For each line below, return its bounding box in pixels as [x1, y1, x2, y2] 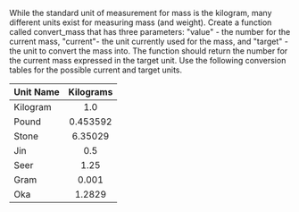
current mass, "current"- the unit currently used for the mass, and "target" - [9, 36, 288, 47]
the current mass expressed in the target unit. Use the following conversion [9, 55, 287, 65]
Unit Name [13, 86, 60, 98]
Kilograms [68, 86, 113, 98]
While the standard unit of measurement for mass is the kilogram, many [9, 8, 272, 18]
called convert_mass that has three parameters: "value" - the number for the [9, 27, 291, 37]
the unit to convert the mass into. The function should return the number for [9, 46, 288, 56]
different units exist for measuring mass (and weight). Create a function [9, 17, 272, 28]
